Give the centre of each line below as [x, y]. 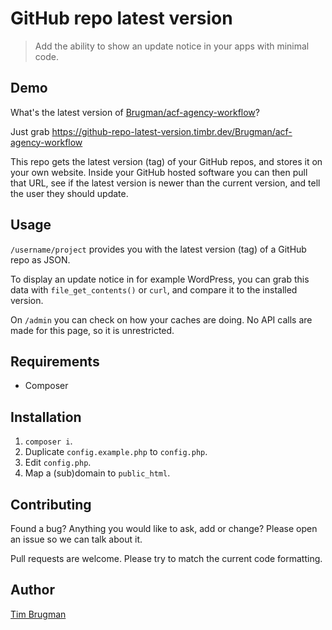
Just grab [30, 131]
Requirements [55, 361]
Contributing [51, 504]
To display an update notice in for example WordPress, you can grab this [160, 279]
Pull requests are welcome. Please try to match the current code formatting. [166, 558]
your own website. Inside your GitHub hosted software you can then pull [159, 172]
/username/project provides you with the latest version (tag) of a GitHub [158, 249]
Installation [46, 417]
